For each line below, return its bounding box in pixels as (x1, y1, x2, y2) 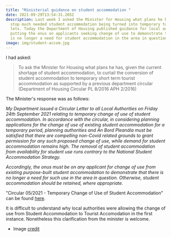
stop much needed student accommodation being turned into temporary (10, 21, 160, 27)
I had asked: (6, 54, 31, 60)
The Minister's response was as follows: (6, 95, 90, 101)
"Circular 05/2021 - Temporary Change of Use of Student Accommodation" (6, 190, 163, 196)
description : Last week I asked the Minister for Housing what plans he (6, 17, 163, 22)
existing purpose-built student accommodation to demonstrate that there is (6, 169, 164, 175)
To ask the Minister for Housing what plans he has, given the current (18, 64, 161, 70)
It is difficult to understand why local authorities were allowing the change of (6, 205, 166, 211)
